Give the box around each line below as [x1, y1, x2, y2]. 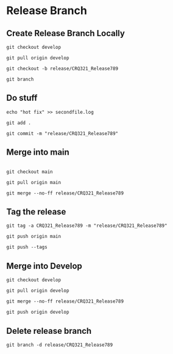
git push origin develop [6, 309, 69, 315]
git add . [6, 120, 32, 126]
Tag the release [6, 207, 66, 217]
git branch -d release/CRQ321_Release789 [6, 342, 113, 348]
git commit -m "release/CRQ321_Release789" [6, 130, 119, 136]
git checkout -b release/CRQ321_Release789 [6, 65, 119, 72]
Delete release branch [6, 325, 92, 336]
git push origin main [6, 234, 62, 240]
